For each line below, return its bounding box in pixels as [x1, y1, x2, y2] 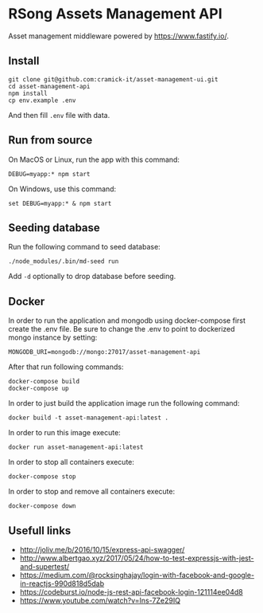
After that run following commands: [8, 362, 124, 371]
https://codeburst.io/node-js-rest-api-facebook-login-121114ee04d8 [19, 587, 244, 596]
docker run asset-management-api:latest [8, 443, 145, 451]
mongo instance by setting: [8, 332, 98, 343]
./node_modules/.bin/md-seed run [8, 257, 119, 265]
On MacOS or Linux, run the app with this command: [8, 155, 180, 164]
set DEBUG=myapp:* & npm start [8, 199, 112, 207]
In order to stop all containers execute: [8, 458, 135, 467]
